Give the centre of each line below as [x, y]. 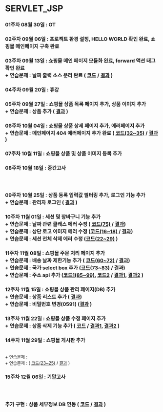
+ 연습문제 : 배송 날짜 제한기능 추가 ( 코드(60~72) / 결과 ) [68, 260]
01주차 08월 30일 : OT [31, 25]
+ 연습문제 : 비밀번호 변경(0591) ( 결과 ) [49, 304]
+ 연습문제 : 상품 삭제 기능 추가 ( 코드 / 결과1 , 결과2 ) [62, 326]
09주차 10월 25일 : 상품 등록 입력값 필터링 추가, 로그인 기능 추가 [75, 195]
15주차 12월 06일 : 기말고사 [35, 377]
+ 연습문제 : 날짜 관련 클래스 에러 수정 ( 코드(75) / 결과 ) [65, 224]
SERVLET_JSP [34, 9]
